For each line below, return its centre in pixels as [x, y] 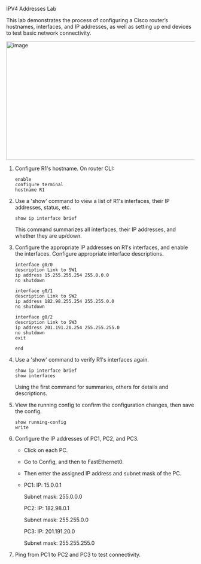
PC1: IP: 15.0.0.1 [42, 485]
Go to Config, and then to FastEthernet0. [74, 462]
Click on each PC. [46, 450]
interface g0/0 [34, 265]
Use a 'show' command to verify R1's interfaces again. [82, 360]
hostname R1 [30, 190]
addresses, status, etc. [43, 207]
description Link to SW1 [46, 270]
